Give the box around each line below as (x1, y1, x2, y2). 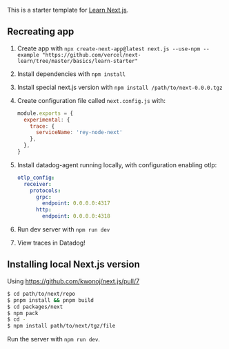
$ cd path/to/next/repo (7, 290, 76, 297)
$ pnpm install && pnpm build (7, 296, 94, 303)
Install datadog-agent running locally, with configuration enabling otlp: (17, 160, 217, 169)
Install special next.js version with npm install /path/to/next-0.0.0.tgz (17, 83, 223, 91)
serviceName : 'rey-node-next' (35, 129, 123, 136)
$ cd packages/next (7, 303, 63, 310)
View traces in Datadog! (17, 238, 86, 247)
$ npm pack (7, 310, 39, 317)
